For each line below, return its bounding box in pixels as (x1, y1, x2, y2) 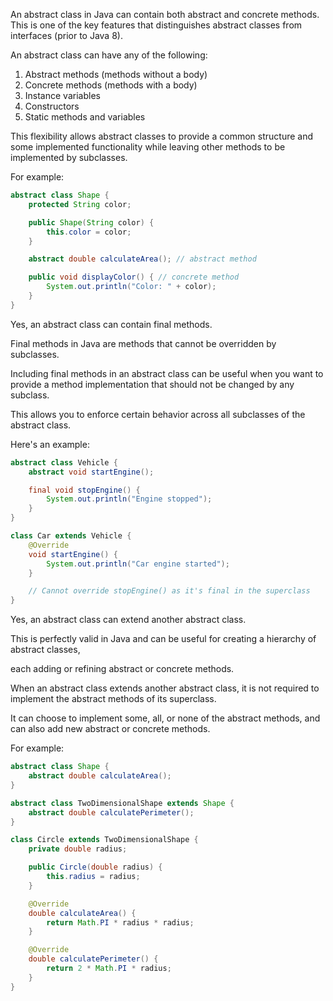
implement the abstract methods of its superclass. (10, 693, 217, 705)
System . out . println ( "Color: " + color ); (46, 282, 217, 292)
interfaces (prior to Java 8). (10, 30, 123, 41)
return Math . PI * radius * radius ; (46, 917, 195, 928)
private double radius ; (28, 844, 128, 854)
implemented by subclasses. (10, 152, 128, 163)
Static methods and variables (24, 111, 146, 123)
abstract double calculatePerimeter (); (28, 807, 195, 818)
